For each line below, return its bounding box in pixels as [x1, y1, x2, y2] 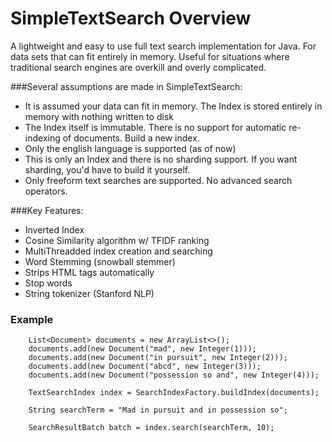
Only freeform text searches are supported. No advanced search [24, 174, 293, 186]
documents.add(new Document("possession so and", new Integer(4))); [28, 370, 320, 381]
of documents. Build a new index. [62, 132, 200, 144]
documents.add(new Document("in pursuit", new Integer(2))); [28, 353, 288, 363]
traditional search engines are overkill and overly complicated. [10, 61, 267, 73]
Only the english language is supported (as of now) [24, 142, 237, 154]
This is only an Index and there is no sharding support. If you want [24, 153, 298, 165]
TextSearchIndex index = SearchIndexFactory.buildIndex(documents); [28, 388, 320, 398]
